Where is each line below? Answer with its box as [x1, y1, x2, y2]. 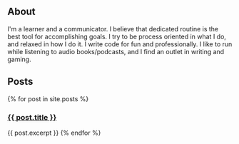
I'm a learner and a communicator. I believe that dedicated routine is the [7, 24, 219, 33]
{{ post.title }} [7, 112, 57, 122]
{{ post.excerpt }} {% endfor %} [7, 128, 101, 137]
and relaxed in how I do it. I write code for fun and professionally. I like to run [7, 39, 233, 48]
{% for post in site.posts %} [7, 94, 89, 103]
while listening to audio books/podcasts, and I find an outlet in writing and [7, 47, 225, 56]
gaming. [7, 55, 31, 63]
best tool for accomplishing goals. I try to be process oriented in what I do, [7, 32, 227, 41]
